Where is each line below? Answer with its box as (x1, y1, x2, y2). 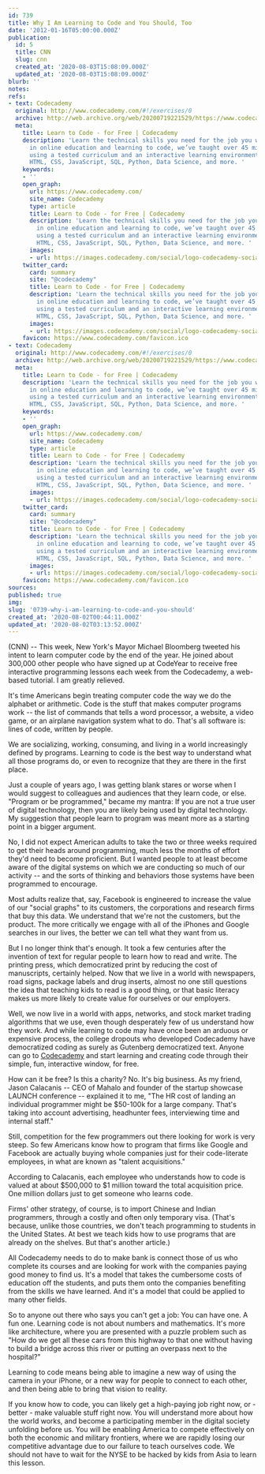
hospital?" (8, 1352, 41, 1362)
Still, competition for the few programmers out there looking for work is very (8, 1132, 256, 1141)
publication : (8, 33, 51, 42)
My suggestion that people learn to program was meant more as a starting (8, 814, 250, 823)
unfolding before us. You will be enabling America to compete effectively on (8, 1425, 255, 1435)
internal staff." (8, 1117, 54, 1126)
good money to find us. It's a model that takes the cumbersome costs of (8, 1270, 243, 1279)
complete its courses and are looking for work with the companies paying (8, 1262, 247, 1271)
